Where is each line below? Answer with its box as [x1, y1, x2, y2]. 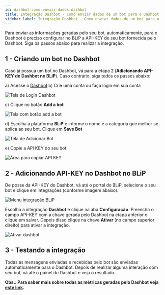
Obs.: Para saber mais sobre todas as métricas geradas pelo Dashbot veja [5, 279, 159, 285]
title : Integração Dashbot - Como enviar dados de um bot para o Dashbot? [5, 12, 162, 17]
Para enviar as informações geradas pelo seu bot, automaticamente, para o [5, 30, 158, 36]
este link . [5, 284, 25, 290]
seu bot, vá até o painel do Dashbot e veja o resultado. [5, 269, 115, 275]
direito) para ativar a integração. [5, 222, 70, 228]
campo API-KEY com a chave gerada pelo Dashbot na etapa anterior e [5, 212, 148, 218]
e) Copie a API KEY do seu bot [5, 145, 67, 151]
